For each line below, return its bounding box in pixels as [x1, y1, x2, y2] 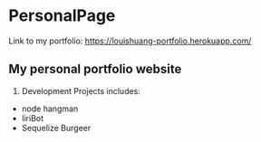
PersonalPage [8, 5, 116, 26]
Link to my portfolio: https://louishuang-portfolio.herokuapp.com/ [8, 35, 252, 46]
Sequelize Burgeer [21, 122, 92, 133]
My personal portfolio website [8, 62, 182, 77]
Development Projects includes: [21, 85, 141, 96]
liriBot [21, 112, 44, 123]
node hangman [21, 103, 79, 114]
